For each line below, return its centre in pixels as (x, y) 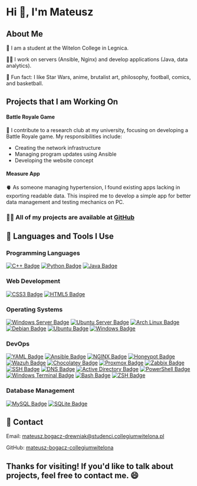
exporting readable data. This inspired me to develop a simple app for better (99, 196)
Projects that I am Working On (62, 102)
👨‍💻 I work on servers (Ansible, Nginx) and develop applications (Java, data (97, 59)
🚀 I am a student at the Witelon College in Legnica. (67, 48)
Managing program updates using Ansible (65, 154)
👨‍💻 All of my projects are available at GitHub (70, 217)
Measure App (23, 174)
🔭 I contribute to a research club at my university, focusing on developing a (97, 130)
